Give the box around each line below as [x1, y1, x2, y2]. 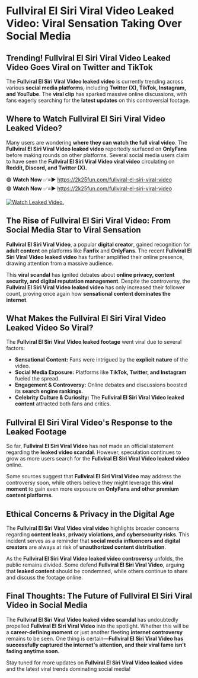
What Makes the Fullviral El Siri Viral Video [6, 314, 167, 324]
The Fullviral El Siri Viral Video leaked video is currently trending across [6, 78, 184, 85]
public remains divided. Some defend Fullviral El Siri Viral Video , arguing [6, 561, 185, 568]
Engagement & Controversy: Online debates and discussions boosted [14, 381, 187, 389]
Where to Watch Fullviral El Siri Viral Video [6, 114, 166, 124]
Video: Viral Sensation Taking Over [6, 17, 182, 30]
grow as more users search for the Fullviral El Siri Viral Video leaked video [6, 455, 190, 462]
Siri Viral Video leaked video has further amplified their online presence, [6, 253, 184, 260]
